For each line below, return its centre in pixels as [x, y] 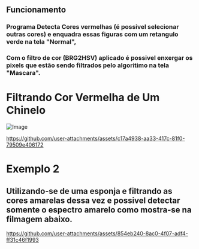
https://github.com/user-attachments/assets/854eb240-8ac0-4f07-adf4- [97, 233]
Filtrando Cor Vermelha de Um [83, 98]
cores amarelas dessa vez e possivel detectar [93, 200]
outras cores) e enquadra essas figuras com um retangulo [92, 34]
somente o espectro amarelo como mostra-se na [99, 210]
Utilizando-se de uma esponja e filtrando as [89, 191]
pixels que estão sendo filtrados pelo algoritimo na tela [88, 65]
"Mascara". [23, 73]
